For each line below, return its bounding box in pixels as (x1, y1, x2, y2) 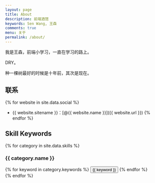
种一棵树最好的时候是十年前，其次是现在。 (5, 70, 92, 76)
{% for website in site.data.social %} (5, 99, 79, 105)
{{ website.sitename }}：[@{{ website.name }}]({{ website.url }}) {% (12, 109, 151, 115)
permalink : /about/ (5, 35, 45, 40)
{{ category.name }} (5, 155, 55, 162)
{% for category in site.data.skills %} (5, 142, 80, 148)
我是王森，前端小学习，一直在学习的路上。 (5, 49, 92, 55)
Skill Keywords (5, 130, 52, 138)
